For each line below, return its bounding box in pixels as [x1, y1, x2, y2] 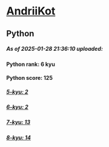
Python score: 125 [6, 74, 53, 82]
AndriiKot [6, 4, 56, 18]
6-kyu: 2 [6, 103, 28, 111]
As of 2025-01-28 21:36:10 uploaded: [6, 45, 103, 53]
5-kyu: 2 [6, 88, 28, 95]
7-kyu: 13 [6, 119, 31, 126]
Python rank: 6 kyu [6, 60, 56, 68]
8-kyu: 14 [6, 134, 31, 141]
